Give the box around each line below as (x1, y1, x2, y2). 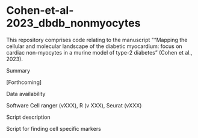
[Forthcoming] (6, 79, 42, 86)
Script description (6, 113, 51, 121)
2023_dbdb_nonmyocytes (6, 16, 141, 30)
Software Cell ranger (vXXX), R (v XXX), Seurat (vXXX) (6, 101, 142, 109)
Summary (6, 67, 31, 74)
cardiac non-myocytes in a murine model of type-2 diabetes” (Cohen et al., (6, 49, 193, 56)
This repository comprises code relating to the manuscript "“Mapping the (6, 36, 188, 43)
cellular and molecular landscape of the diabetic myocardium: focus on (6, 43, 182, 50)
